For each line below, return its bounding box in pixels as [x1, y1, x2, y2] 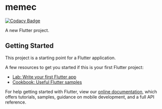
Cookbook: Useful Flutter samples [12, 79, 82, 85]
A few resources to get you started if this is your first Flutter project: [5, 64, 144, 70]
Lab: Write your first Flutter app [12, 73, 77, 80]
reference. [5, 99, 26, 105]
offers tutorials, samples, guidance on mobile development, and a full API [5, 94, 155, 100]
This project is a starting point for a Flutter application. [5, 55, 116, 61]
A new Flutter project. [5, 27, 50, 33]
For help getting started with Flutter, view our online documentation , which [5, 88, 158, 95]
